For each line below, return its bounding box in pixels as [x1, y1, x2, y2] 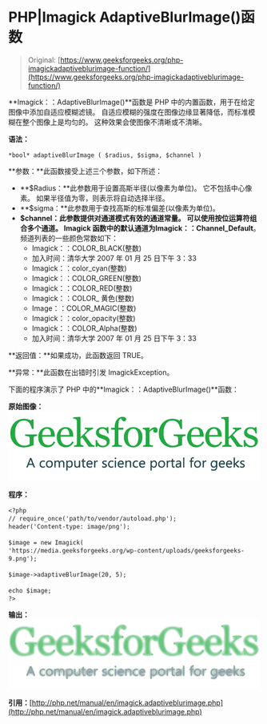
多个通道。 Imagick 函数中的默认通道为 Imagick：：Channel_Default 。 [26, 223, 261, 233]
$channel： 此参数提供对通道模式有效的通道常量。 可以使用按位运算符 [19, 213, 250, 223]
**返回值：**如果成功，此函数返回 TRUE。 [8, 350, 148, 360]
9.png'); [8, 554, 38, 562]
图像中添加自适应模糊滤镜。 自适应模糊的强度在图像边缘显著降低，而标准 [8, 107, 249, 117]
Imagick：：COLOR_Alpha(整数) [31, 323, 137, 333]
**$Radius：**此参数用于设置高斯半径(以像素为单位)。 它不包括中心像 [19, 183, 253, 193]
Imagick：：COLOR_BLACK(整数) [31, 243, 142, 253]
